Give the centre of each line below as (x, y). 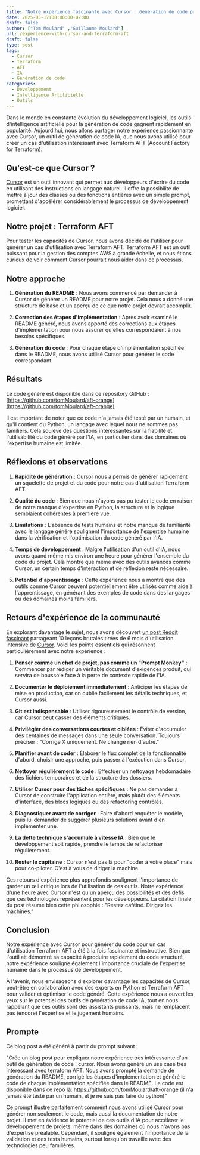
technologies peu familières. (41, 1145)
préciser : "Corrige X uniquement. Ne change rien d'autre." (87, 741)
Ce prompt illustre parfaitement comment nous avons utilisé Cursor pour (95, 1107)
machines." (20, 911)
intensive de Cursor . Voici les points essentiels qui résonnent (81, 645)
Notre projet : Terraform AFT (60, 227)
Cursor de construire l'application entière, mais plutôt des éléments (97, 795)
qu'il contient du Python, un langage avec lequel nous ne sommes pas (92, 424)
